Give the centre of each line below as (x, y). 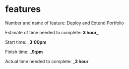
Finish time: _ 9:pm (24, 52)
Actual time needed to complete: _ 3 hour (47, 61)
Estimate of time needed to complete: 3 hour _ (52, 32)
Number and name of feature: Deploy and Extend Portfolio (64, 23)
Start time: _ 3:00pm (26, 42)
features (23, 9)
